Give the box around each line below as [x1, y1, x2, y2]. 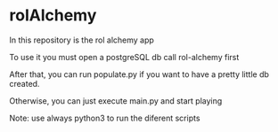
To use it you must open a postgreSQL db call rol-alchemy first [9, 51, 240, 62]
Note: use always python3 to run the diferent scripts [9, 113, 200, 123]
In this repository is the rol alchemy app [9, 35, 154, 45]
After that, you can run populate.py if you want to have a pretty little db [9, 68, 270, 80]
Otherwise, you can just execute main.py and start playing [9, 95, 223, 106]
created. [9, 78, 40, 89]
